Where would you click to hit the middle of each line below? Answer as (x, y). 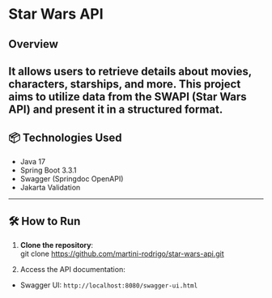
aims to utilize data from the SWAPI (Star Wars (127, 97)
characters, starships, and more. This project (125, 84)
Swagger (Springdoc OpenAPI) (72, 178)
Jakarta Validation (50, 187)
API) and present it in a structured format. (116, 109)
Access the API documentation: (72, 269)
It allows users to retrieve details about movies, (130, 71)
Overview (34, 44)
